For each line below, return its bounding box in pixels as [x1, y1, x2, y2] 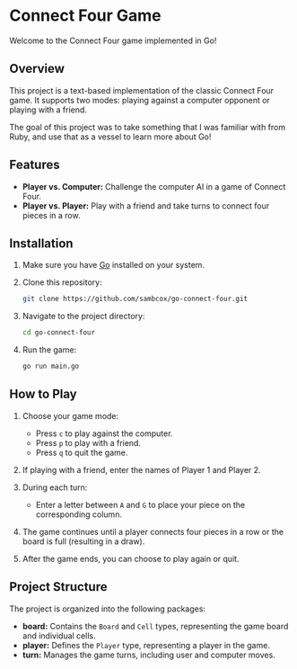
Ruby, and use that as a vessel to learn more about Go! [9, 131, 212, 142]
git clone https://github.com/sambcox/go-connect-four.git [22, 294, 249, 304]
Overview [9, 61, 66, 76]
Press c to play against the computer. [35, 428, 173, 439]
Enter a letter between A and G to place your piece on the [35, 499, 246, 510]
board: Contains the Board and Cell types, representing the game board [22, 620, 289, 631]
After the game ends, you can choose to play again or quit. [22, 553, 240, 564]
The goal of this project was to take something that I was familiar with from [9, 121, 285, 132]
